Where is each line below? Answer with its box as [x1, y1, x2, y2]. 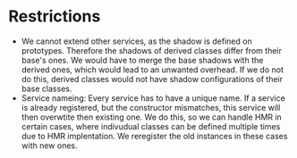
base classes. [21, 83, 72, 94]
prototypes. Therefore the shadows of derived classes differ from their [21, 45, 283, 55]
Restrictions [8, 6, 101, 27]
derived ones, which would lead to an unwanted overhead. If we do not [21, 64, 284, 75]
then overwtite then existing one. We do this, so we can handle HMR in [21, 112, 283, 122]
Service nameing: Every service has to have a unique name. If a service [21, 92, 285, 104]
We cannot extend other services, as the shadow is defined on [21, 36, 252, 46]
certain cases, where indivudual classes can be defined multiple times [21, 121, 281, 131]
